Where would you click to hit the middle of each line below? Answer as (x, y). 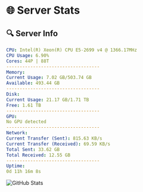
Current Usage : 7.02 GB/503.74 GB (49, 78)
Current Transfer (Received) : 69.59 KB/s (58, 144)
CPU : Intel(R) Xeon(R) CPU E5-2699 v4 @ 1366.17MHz (71, 50)
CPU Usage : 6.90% (28, 55)
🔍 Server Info (32, 33)
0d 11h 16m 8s (24, 172)
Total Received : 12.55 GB (38, 155)
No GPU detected (26, 122)
